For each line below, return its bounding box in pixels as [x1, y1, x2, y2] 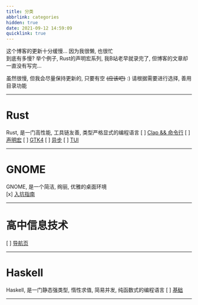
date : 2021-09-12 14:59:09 [6, 25, 72, 31]
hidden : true [6, 19, 38, 25]
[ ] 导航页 [6, 240, 29, 247]
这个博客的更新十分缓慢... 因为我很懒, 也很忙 [6, 48, 114, 55]
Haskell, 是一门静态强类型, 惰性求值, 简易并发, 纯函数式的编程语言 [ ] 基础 [6, 286, 183, 293]
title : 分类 [6, 8, 34, 15]
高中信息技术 [6, 219, 69, 232]
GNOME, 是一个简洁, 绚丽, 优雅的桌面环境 [6, 183, 107, 190]
